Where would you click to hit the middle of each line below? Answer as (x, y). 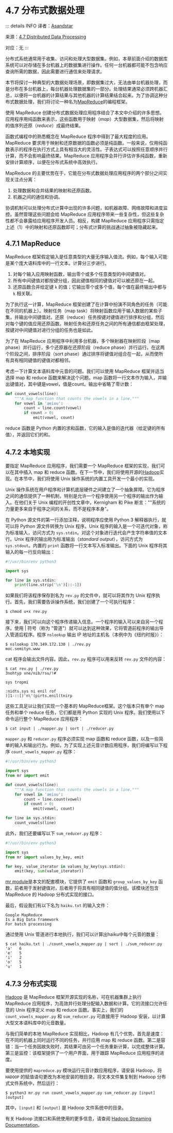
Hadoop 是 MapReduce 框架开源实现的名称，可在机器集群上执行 (74, 997)
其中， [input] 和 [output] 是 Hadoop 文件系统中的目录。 (66, 1108)
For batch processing (29, 924)
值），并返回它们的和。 (29, 435)
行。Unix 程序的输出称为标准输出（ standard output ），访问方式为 (74, 539)
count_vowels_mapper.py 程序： (44, 752)
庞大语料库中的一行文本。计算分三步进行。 (64, 263)
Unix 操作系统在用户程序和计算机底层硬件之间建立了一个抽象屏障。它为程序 (85, 489)
